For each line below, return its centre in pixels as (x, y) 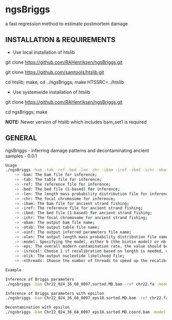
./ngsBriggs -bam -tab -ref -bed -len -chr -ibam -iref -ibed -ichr (80, 170)
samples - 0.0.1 (21, 156)
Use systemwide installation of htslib (51, 92)
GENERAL (21, 138)
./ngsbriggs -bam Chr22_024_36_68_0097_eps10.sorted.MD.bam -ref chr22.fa (87, 298)
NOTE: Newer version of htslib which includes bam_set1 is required (76, 122)
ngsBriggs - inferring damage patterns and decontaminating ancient (77, 150)
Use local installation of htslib (44, 52)
